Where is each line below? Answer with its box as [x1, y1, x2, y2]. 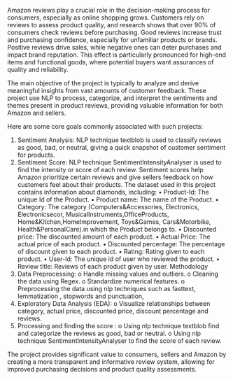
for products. [17, 150, 55, 159]
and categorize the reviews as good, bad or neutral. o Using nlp [17, 329, 202, 337]
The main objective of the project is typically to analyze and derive [7, 79, 199, 87]
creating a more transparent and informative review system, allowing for [7, 358, 216, 366]
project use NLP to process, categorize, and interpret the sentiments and [7, 94, 218, 102]
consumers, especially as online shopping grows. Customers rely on [7, 13, 204, 22]
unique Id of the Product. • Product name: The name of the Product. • [17, 195, 219, 204]
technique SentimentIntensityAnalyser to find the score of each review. [17, 337, 222, 345]
